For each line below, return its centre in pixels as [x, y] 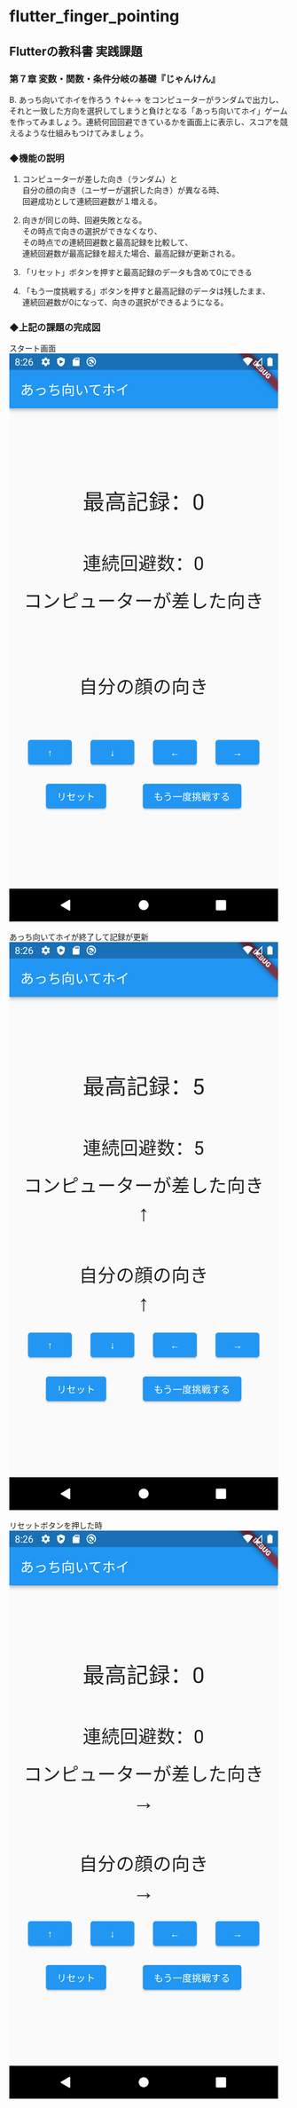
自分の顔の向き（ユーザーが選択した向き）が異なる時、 [123, 190]
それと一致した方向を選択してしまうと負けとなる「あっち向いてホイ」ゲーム [148, 111]
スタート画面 [32, 349]
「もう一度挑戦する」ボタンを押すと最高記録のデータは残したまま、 [146, 291]
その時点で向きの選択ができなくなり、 [92, 232]
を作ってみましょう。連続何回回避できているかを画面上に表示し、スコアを [145, 122]
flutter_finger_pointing [94, 16]
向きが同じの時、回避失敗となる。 [84, 220]
